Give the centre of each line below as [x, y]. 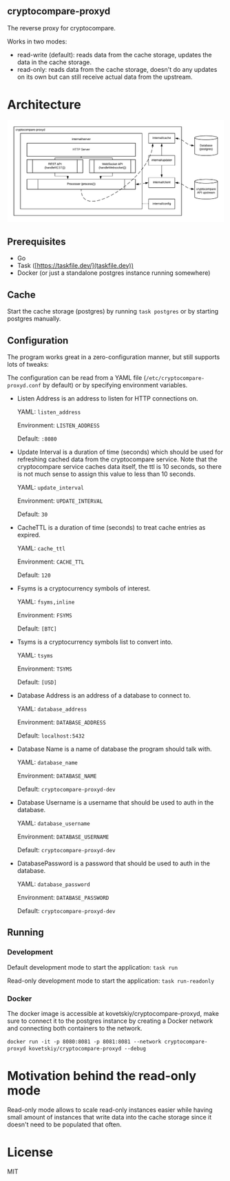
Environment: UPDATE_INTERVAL [60, 501]
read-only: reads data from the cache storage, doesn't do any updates [117, 69]
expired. [29, 535]
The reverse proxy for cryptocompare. [61, 28]
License [30, 1152]
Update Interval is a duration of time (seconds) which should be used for [120, 452]
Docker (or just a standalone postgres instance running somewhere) [114, 273]
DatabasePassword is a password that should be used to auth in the [113, 863]
